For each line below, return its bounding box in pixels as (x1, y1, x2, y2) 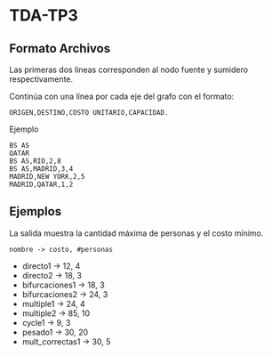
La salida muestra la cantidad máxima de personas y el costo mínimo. (9, 228, 264, 239)
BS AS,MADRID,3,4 (9, 165, 74, 174)
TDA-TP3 (9, 5, 78, 26)
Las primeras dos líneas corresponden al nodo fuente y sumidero (9, 64, 249, 75)
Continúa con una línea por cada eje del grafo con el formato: (9, 91, 235, 101)
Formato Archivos (9, 41, 111, 56)
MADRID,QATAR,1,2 (9, 180, 74, 189)
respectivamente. (9, 74, 74, 85)
